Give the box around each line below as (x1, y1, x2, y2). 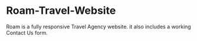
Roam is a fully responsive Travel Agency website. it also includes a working (6, 23, 192, 30)
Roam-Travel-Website (6, 4, 116, 17)
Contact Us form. (6, 29, 48, 36)
